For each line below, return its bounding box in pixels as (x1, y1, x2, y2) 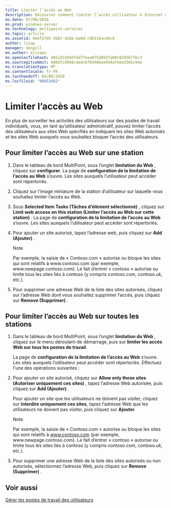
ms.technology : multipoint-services (5, 27, 83, 32)
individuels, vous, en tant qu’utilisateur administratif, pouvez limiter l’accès (5, 123, 161, 129)
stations (5, 320, 32, 328)
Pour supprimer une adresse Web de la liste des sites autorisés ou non (12, 458, 161, 464)
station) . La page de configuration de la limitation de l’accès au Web (12, 214, 161, 220)
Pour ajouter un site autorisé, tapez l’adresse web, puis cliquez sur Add (12, 230, 162, 236)
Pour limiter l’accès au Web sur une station (5, 148, 144, 157)
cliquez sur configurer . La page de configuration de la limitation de (12, 167, 156, 173)
